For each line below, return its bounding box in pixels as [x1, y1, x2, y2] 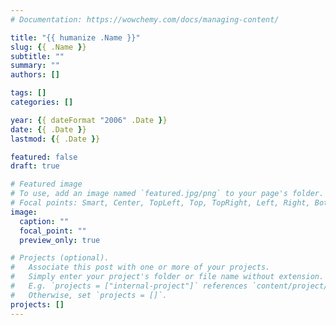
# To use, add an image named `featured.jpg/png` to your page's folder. [10, 189, 325, 199]
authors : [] [10, 70, 60, 80]
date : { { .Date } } [10, 124, 87, 135]
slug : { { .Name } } [10, 42, 87, 52]
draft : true [10, 161, 60, 171]
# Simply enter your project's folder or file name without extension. [10, 272, 325, 282]
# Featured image [10, 179, 83, 190]
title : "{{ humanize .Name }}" [10, 32, 141, 43]
